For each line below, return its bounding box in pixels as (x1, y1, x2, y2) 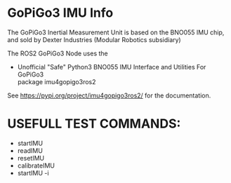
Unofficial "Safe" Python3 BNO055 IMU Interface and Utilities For (17, 62, 206, 71)
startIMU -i (17, 168, 49, 177)
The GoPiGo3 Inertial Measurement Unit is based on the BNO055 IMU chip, (7, 28, 225, 36)
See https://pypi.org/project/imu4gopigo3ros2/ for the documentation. (7, 91, 211, 100)
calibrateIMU (17, 161, 55, 170)
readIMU (17, 146, 44, 155)
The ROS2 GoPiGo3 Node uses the (7, 49, 108, 57)
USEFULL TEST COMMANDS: (7, 116, 181, 132)
